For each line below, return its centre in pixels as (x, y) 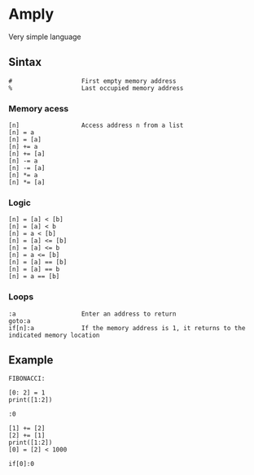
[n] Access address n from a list (96, 126)
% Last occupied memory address (96, 88)
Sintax (25, 62)
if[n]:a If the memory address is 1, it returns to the (127, 328)
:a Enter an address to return (92, 314)
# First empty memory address (92, 81)
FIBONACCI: (27, 379)
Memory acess (39, 108)
